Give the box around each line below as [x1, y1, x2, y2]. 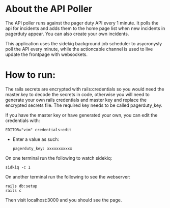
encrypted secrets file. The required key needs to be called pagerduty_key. [5, 102, 163, 108]
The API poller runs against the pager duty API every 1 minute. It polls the [5, 20, 159, 26]
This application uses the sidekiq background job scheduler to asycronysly [5, 40, 162, 46]
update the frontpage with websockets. [5, 51, 88, 57]
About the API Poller [5, 3, 93, 15]
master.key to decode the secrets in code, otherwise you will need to [5, 91, 150, 97]
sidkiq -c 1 [5, 165, 31, 170]
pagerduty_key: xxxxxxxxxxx [12, 146, 72, 151]
